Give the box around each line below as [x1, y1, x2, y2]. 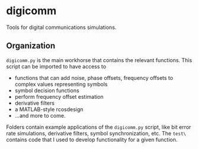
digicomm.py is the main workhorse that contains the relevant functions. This [6, 56, 193, 63]
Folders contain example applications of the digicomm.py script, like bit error [6, 123, 191, 131]
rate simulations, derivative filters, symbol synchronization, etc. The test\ [6, 129, 187, 137]
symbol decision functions [14, 87, 79, 94]
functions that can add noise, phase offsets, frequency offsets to [14, 74, 174, 81]
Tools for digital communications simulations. [6, 24, 117, 31]
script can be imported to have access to [6, 63, 107, 70]
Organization [6, 41, 55, 51]
